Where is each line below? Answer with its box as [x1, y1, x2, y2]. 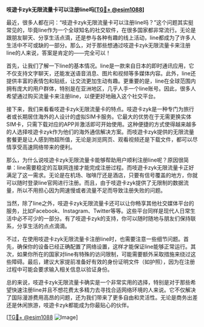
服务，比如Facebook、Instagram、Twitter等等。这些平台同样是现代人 [6, 207, 180, 215]
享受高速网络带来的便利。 [11, 143, 76, 151]
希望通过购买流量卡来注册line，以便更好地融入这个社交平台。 [6, 92, 159, 100]
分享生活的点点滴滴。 [16, 222, 70, 230]
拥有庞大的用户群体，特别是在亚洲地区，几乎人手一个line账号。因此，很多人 [6, 85, 196, 92]
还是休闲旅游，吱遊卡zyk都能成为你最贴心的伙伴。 [6, 301, 132, 309]
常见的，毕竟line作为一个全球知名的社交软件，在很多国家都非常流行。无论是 [6, 27, 196, 33]
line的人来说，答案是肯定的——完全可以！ [6, 49, 111, 57]
